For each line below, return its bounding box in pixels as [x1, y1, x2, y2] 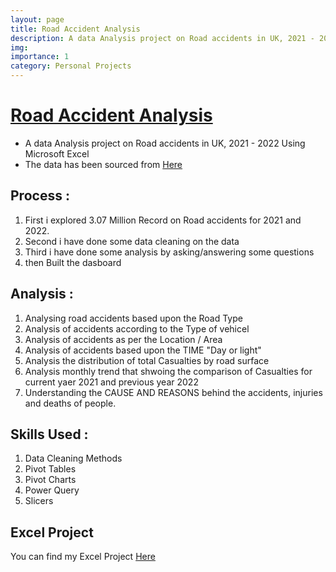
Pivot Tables [24, 463, 77, 475]
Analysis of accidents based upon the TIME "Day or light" [24, 344, 262, 356]
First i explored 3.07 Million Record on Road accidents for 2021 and [24, 214, 302, 226]
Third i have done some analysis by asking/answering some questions [24, 246, 315, 258]
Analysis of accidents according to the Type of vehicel [24, 322, 250, 335]
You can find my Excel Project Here [10, 551, 156, 563]
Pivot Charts [24, 474, 77, 486]
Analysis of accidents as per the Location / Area [24, 333, 223, 345]
